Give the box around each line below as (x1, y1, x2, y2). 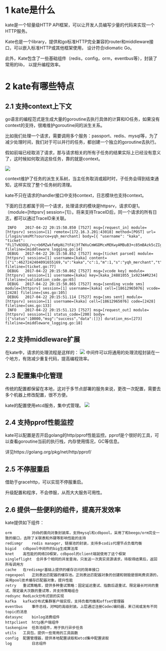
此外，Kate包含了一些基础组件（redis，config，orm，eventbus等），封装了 (5, 55, 158, 61)
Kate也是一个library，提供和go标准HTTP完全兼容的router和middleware (5, 38, 150, 45)
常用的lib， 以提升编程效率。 (5, 61, 63, 67)
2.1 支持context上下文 (5, 102, 72, 111)
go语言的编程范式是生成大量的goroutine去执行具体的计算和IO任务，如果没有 (5, 116, 160, 122)
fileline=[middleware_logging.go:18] (5, 320, 83, 325)
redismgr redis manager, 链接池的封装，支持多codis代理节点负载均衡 (5, 541, 142, 546)
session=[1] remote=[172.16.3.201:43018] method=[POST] (27, 229, 145, 235)
